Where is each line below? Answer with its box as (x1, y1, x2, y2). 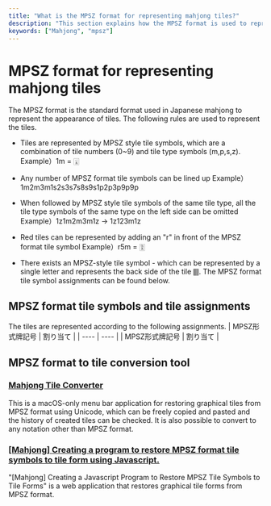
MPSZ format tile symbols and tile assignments (8, 299, 251, 313)
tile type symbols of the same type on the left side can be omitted (19, 207, 239, 216)
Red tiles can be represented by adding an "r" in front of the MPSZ (19, 232, 242, 242)
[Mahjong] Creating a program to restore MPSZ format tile (8, 444, 240, 455)
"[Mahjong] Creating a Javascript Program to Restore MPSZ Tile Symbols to (8, 473, 261, 483)
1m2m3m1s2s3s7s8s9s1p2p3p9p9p (19, 182, 139, 192)
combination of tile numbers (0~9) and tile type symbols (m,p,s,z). (19, 147, 241, 157)
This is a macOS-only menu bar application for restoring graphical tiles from (8, 398, 261, 408)
